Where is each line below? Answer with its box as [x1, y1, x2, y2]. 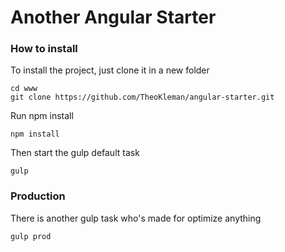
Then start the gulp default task [10, 147, 140, 159]
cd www [10, 84, 38, 94]
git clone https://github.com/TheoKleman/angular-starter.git [10, 92, 275, 103]
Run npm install [10, 110, 74, 122]
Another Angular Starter [10, 6, 217, 29]
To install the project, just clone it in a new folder [10, 64, 210, 76]
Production [10, 189, 66, 203]
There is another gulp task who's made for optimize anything [10, 212, 262, 224]
